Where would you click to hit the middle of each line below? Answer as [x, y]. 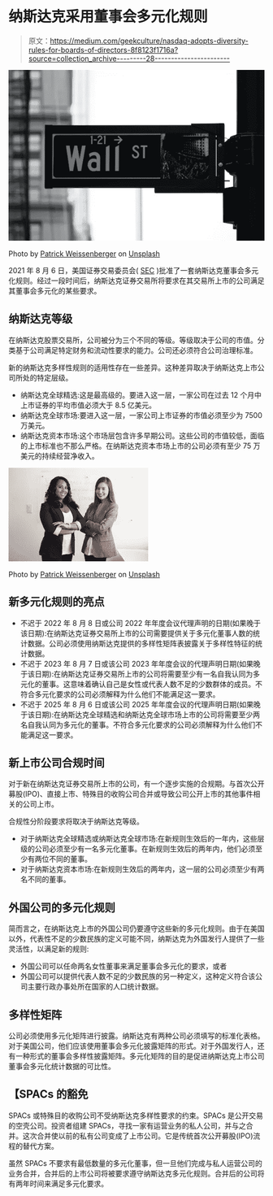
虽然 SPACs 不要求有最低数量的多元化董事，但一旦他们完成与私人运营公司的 [135, 1163]
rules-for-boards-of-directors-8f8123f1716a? [103, 50]
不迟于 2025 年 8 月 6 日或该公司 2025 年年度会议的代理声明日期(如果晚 [141, 704]
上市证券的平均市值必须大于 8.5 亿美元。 [88, 405]
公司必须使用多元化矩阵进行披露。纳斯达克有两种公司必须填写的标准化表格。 [136, 1036]
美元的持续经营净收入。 [59, 455]
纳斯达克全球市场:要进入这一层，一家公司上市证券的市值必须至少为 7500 [141, 415]
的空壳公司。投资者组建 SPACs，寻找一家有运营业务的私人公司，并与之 [127, 1125]
